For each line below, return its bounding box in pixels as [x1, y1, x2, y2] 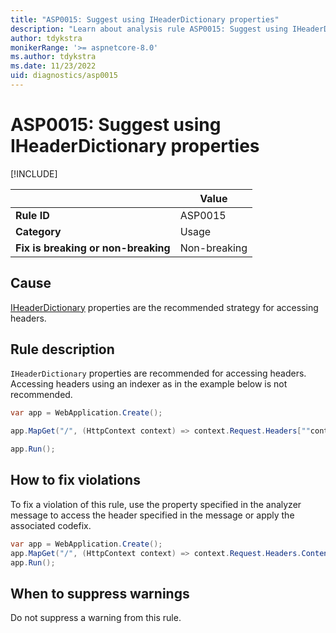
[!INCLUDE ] [10, 167, 58, 180]
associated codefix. [10, 519, 92, 531]
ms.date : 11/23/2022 [10, 61, 97, 71]
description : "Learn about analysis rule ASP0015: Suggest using [10, 24, 288, 34]
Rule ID [15, 208, 50, 222]
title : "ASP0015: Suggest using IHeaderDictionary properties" [10, 14, 280, 25]
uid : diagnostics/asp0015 [10, 71, 118, 81]
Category [15, 224, 62, 238]
